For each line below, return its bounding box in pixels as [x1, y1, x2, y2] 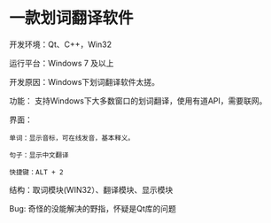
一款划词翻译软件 [9, 8, 135, 28]
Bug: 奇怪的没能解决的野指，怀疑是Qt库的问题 [9, 203, 177, 213]
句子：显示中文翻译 [9, 150, 69, 159]
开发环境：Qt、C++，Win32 [9, 39, 112, 50]
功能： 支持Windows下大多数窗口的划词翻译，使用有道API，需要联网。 [9, 95, 267, 106]
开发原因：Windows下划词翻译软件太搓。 [9, 76, 160, 87]
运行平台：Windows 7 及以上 [9, 58, 114, 68]
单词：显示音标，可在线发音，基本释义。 [9, 134, 135, 142]
